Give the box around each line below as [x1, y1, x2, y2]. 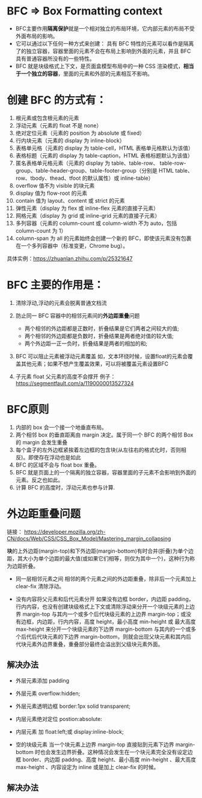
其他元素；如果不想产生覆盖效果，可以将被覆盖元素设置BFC [20, 360, 169, 367]
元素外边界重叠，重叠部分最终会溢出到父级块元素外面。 [26, 640, 164, 648]
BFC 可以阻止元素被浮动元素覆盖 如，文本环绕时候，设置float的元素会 [15, 352, 188, 360]
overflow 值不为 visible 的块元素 [15, 182, 95, 189]
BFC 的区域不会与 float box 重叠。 [15, 461, 100, 468]
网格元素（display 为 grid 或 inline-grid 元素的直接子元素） [15, 212, 161, 219]
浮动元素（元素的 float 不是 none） [15, 121, 102, 129]
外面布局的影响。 [15, 32, 58, 40]
